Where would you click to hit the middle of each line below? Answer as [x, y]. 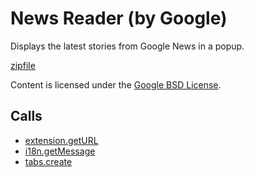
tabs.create [48, 161]
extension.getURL [61, 140]
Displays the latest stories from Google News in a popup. [127, 46]
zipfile [23, 65]
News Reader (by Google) [119, 18]
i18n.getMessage [60, 151]
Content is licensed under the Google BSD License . [116, 84]
